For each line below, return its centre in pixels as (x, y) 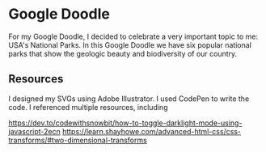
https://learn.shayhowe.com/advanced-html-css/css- (151, 131)
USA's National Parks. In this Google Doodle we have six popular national (130, 44)
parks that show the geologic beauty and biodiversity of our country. (123, 53)
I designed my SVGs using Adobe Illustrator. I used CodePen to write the (129, 99)
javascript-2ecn (34, 131)
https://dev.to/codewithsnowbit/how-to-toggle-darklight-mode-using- (125, 123)
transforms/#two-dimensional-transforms (78, 140)
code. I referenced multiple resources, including (88, 107)
